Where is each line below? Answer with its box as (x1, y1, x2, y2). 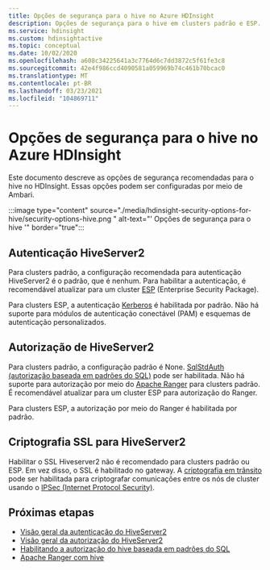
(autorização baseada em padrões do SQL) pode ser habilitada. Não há (8, 370, 245, 380)
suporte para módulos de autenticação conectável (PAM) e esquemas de (8, 309, 251, 318)
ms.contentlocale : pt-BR (8, 79, 92, 87)
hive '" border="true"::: (8, 223, 85, 232)
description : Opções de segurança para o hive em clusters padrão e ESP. (8, 19, 262, 27)
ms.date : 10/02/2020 (8, 49, 78, 57)
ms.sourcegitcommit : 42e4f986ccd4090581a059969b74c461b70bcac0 (8, 64, 226, 73)
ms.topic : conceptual (8, 42, 81, 50)
